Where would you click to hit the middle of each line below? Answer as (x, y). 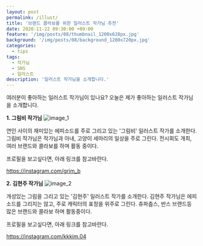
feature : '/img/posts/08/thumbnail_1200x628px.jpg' (73, 35)
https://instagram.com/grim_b (43, 171)
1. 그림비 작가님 (24, 118)
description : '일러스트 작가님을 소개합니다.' (58, 79)
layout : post (23, 12)
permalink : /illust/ (32, 18)
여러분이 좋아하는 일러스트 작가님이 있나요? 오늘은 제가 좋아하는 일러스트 (92, 98)
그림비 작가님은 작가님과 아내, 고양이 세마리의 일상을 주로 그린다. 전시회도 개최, (99, 138)
